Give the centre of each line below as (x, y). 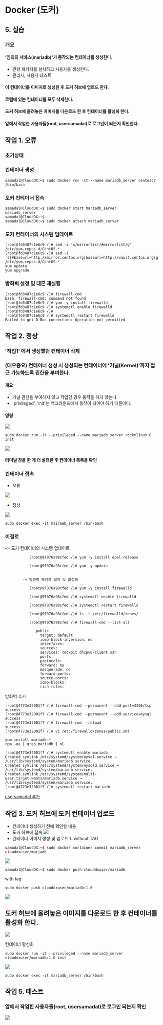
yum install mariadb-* (28, 740)
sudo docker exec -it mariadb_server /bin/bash (54, 976)
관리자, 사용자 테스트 (32, 75)
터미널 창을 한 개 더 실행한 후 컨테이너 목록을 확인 (51, 460)
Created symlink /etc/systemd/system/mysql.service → (61, 757)
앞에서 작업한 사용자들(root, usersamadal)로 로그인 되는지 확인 (76, 1007)
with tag (13, 879)
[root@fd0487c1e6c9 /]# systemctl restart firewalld (60, 315)
